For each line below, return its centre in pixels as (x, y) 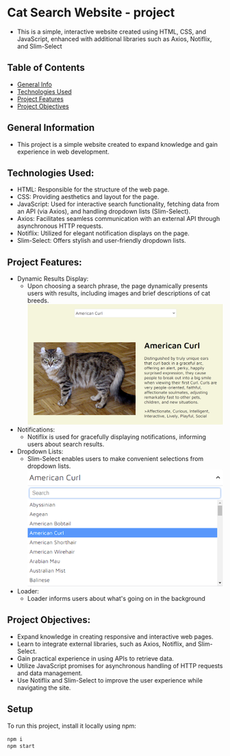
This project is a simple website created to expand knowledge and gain (117, 144)
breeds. (38, 300)
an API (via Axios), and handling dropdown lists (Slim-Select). (103, 211)
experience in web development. (63, 152)
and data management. (50, 673)
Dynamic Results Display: (53, 279)
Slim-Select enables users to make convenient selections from (115, 459)
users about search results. (66, 445)
